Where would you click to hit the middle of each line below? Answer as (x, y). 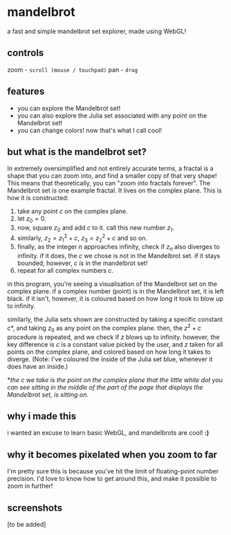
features (26, 92)
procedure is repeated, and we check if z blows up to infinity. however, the (113, 337)
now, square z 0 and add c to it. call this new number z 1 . (96, 228)
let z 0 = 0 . (32, 220)
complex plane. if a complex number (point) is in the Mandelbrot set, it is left (116, 291)
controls (26, 53)
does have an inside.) (38, 366)
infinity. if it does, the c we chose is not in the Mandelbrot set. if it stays (119, 256)
